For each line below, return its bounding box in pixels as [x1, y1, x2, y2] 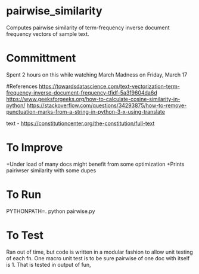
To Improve [6, 141, 63, 154]
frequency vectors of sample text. [6, 30, 89, 37]
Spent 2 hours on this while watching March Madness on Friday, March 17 [6, 71, 188, 78]
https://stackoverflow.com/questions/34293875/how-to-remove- [26, 102, 187, 109]
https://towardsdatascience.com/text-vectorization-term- [38, 83, 181, 90]
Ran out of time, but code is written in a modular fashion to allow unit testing [6, 248, 193, 255]
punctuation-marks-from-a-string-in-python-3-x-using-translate [6, 108, 166, 115]
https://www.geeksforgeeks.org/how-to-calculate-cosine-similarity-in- [6, 95, 181, 102]
